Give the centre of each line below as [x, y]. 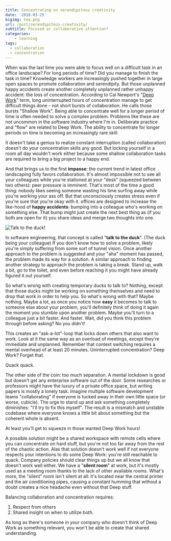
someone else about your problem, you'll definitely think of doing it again [82, 307]
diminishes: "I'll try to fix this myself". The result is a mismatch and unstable [85, 408]
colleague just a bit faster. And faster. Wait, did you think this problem [78, 318]
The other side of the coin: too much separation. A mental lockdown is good [85, 375]
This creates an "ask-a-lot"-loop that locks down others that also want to [82, 333]
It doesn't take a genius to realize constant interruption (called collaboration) [86, 142]
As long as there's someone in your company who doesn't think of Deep [81, 522]
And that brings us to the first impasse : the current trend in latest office [80, 169]
